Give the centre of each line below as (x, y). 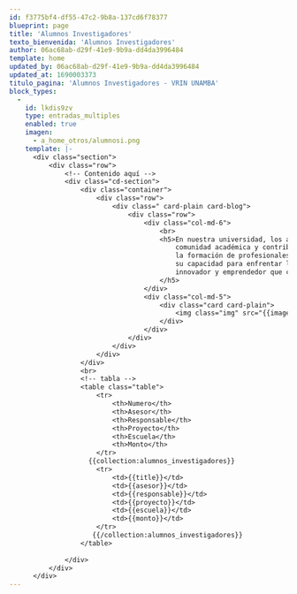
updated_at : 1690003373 (53, 75)
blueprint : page (39, 26)
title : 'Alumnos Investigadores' (71, 34)
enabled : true (51, 125)
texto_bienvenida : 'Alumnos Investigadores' (92, 42)
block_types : (33, 91)
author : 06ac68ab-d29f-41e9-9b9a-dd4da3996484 (96, 50)
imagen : (39, 133)
